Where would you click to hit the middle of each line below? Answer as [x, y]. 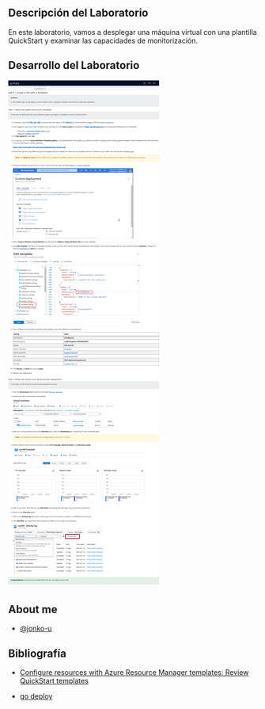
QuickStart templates [54, 681]
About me [33, 610]
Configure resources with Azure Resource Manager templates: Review [134, 673]
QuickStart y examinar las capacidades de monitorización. [103, 40]
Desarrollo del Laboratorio [74, 65]
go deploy [36, 696]
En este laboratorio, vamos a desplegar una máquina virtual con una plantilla [132, 32]
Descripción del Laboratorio [78, 13]
